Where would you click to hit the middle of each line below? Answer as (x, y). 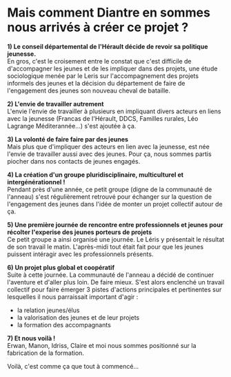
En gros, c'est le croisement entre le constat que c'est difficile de (99, 61)
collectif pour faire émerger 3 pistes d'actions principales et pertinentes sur (114, 289)
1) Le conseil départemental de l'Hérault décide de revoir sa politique (108, 46)
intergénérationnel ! (36, 182)
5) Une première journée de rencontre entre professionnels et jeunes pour (115, 224)
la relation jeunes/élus (48, 310)
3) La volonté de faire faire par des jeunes (68, 139)
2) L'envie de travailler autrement (56, 104)
